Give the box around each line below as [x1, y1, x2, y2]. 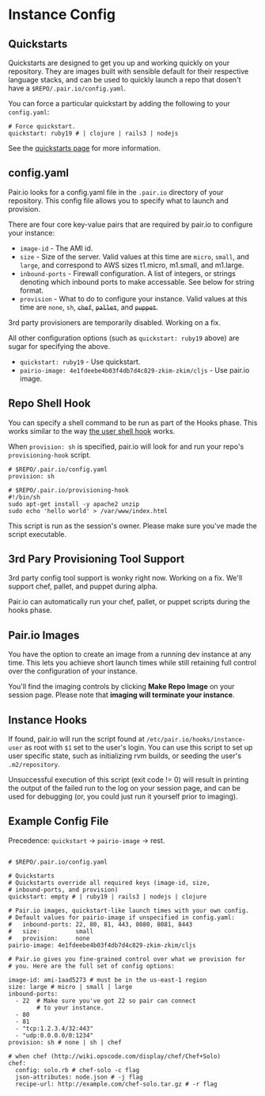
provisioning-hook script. [8, 450, 92, 459]
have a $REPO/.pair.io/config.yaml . [8, 83, 127, 93]
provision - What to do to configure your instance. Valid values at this [19, 293, 248, 303]
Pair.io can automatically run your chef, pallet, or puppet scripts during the [8, 597, 251, 607]
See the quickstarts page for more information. [8, 144, 161, 152]
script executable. [8, 529, 67, 538]
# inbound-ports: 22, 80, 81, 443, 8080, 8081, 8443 [8, 920, 193, 929]
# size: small [8, 927, 93, 935]
